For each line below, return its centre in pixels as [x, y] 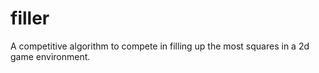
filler [30, 18]
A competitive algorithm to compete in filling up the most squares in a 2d [160, 46]
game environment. [50, 56]
